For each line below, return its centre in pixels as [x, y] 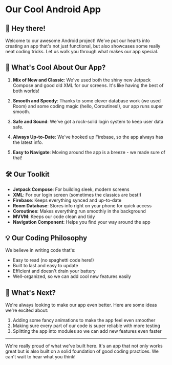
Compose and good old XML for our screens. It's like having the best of [88, 85]
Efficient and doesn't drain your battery [54, 271]
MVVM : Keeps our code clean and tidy [54, 217]
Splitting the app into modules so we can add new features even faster [87, 331]
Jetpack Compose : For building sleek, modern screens [71, 189]
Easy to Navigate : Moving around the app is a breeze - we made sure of [89, 152]
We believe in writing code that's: [40, 250]
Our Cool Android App [53, 9]
